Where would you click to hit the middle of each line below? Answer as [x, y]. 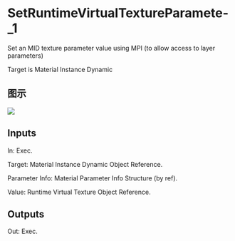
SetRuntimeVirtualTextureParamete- [118, 13]
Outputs [26, 214]
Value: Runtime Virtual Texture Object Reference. [79, 192]
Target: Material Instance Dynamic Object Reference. [85, 164]
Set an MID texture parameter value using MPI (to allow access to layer [111, 48]
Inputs [22, 133]
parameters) [26, 56]
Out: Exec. [22, 231]
